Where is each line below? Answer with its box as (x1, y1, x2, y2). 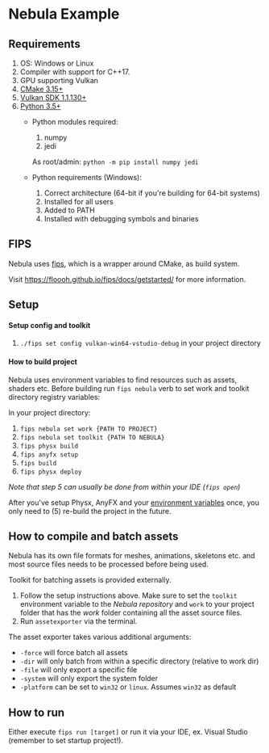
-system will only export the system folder (19, 674, 159, 684)
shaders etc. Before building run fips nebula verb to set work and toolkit (8, 383, 250, 393)
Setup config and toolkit (8, 320, 91, 330)
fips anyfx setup (19, 450, 79, 459)
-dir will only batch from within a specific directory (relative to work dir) (19, 656, 259, 667)
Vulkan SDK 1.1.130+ (19, 93, 87, 102)
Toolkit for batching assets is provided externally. (8, 575, 172, 585)
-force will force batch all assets (19, 648, 128, 658)
